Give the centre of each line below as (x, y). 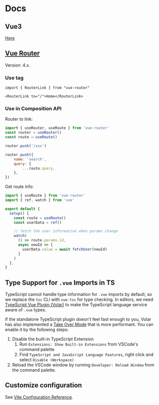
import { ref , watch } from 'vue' (40, 200)
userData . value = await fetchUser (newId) (65, 249)
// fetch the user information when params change (66, 231)
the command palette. (34, 370)
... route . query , (39, 168)
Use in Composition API (33, 109)
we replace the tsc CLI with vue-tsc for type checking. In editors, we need (79, 299)
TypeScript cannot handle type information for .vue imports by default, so (79, 295)
